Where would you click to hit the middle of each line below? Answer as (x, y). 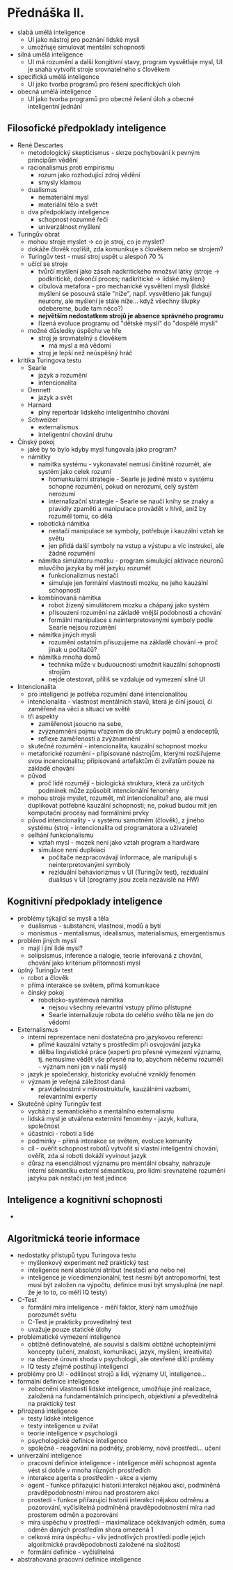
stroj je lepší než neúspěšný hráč (85, 353)
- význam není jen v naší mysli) (82, 1067)
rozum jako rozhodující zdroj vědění (89, 175)
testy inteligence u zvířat (63, 1426)
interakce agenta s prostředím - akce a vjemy (93, 1478)
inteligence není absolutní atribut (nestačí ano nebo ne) (107, 1270)
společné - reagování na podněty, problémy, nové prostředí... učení (124, 1448)
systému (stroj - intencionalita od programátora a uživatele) (113, 827)
